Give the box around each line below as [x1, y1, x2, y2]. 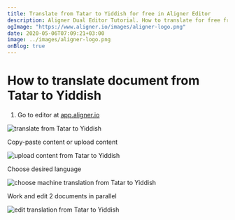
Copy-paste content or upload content [7, 138, 118, 146]
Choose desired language [7, 165, 82, 173]
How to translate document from [7, 73, 200, 89]
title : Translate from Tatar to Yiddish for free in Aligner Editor [7, 10, 211, 17]
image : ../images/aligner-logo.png [7, 36, 111, 43]
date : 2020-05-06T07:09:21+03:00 [7, 29, 105, 37]
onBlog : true [7, 43, 45, 50]
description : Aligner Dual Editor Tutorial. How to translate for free [7, 17, 220, 24]
